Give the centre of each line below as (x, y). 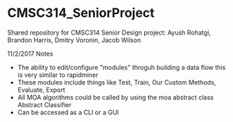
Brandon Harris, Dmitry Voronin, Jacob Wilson (74, 39)
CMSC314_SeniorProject (81, 13)
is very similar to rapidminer (58, 75)
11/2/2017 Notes (30, 54)
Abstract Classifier (44, 104)
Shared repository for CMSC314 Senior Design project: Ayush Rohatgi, (109, 32)
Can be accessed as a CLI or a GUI (68, 112)
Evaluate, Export (41, 90)
